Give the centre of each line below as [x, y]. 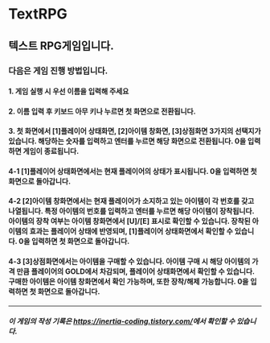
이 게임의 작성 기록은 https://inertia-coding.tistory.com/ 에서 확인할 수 [122, 321]
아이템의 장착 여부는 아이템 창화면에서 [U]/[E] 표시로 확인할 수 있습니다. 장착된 [129, 221]
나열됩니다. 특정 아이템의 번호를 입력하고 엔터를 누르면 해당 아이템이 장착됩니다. [131, 211]
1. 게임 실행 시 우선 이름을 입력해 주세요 [69, 91]
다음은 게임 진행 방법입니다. [58, 71]
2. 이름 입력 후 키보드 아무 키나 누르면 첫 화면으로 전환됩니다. [102, 111]
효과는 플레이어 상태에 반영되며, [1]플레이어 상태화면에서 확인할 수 [131, 231]
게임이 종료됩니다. [51, 151]
